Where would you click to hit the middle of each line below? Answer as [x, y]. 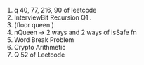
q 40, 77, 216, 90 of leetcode [55, 10]
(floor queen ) [34, 25]
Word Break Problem [44, 40]
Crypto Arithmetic [40, 47]
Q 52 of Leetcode [39, 55]
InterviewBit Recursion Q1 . [53, 17]
